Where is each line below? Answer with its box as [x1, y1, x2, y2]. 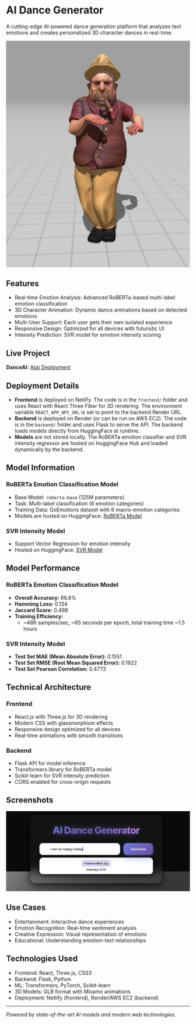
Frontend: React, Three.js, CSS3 [14, 969, 92, 976]
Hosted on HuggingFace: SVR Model [14, 546, 103, 553]
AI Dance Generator [6, 4, 104, 17]
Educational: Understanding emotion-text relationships [14, 936, 146, 944]
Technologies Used [6, 954, 78, 964]
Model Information [6, 463, 75, 473]
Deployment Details [6, 380, 79, 390]
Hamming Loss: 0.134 [14, 600, 68, 607]
